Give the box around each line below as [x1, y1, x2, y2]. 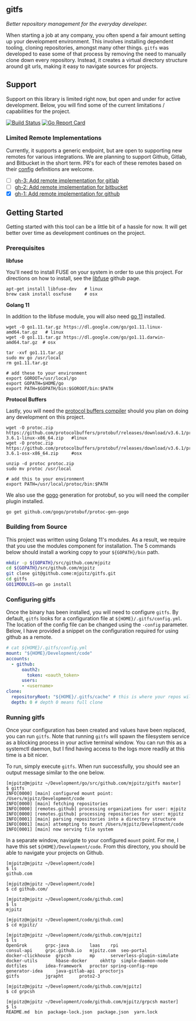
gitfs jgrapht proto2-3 [6, 974, 100, 979]
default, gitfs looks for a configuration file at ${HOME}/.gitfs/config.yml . [6, 615, 183, 622]
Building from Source [6, 523, 68, 531]
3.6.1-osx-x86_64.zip [6, 450, 59, 456]
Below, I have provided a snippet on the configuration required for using [6, 627, 179, 634]
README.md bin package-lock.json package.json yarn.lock [6, 1009, 158, 1015]
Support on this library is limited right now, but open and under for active [6, 95, 181, 102]
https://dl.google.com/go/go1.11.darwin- [63, 334, 166, 340]
